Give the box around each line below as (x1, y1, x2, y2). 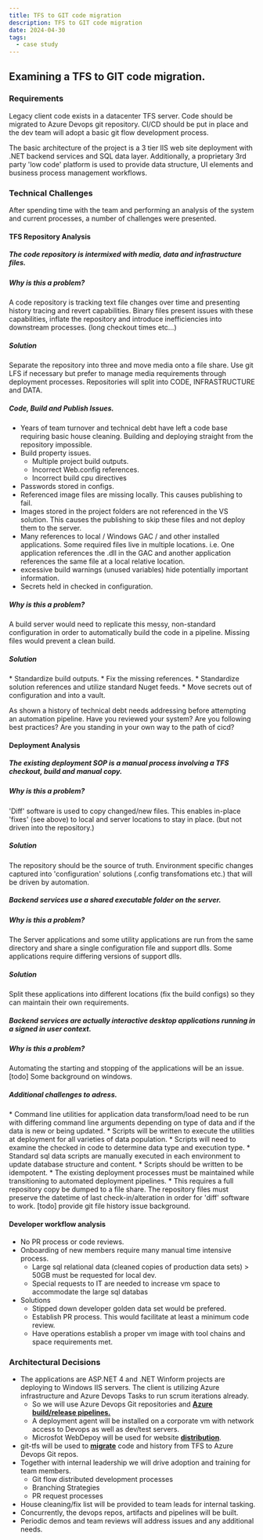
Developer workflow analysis (9, 1220, 106, 1229)
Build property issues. (20, 448, 92, 458)
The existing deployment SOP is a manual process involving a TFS (9, 758, 229, 768)
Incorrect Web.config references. (31, 465, 140, 474)
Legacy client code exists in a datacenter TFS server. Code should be (9, 111, 233, 120)
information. (20, 573, 59, 582)
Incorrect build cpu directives (31, 473, 128, 483)
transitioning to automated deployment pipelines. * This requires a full (9, 1177, 234, 1186)
